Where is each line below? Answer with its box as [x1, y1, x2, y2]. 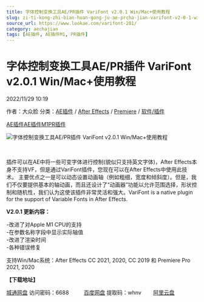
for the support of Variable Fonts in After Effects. [6, 196, 128, 203]
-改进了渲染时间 [6, 236, 47, 244]
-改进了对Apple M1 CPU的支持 [6, 221, 82, 228]
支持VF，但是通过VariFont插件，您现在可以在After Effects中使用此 [16, 166, 182, 173]
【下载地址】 [6, 276, 38, 283]
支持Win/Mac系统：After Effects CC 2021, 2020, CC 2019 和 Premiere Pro [6, 256, 191, 264]
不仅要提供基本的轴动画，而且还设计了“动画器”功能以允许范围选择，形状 [11, 181, 192, 188]
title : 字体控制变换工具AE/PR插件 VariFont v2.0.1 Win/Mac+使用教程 [6, 9, 171, 15]
